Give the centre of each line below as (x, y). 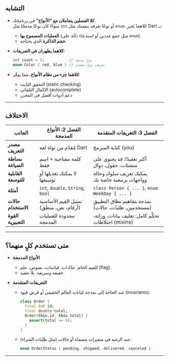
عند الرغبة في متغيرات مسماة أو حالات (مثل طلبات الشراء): (76, 339)
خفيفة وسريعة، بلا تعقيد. (42, 273)
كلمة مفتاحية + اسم (60, 159)
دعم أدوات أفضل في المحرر (46, 95)
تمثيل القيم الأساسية (61, 201)
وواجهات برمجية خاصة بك (120, 180)
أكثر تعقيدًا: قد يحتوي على (120, 159)
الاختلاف (17, 115)
